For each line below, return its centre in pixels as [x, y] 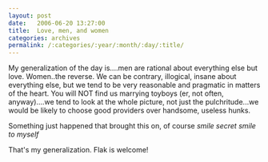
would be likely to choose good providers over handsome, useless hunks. [129, 111]
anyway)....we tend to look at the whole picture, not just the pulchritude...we [134, 102]
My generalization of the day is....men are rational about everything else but [133, 68]
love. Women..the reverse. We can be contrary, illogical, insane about [122, 77]
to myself [24, 134]
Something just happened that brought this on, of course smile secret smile [132, 126]
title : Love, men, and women [59, 30]
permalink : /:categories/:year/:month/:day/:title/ [96, 45]
